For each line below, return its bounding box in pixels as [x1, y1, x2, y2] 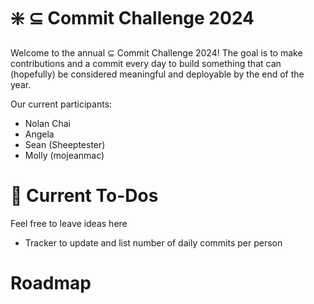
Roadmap [10, 272, 92, 295]
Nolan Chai [24, 117, 71, 129]
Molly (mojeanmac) [24, 149, 105, 161]
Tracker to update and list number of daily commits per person [24, 236, 283, 249]
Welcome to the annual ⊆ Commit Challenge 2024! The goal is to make [10, 46, 303, 59]
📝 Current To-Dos [10, 185, 159, 207]
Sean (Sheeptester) [24, 138, 106, 150]
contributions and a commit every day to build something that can [10, 57, 282, 69]
